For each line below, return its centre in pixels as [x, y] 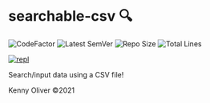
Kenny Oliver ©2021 [42, 90]
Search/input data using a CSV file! [66, 74]
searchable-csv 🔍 [71, 16]
